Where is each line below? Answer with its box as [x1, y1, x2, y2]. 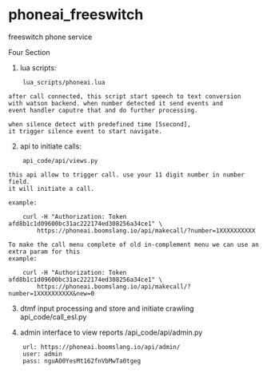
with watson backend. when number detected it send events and [8, 99, 224, 107]
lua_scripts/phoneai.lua [22, 78, 106, 86]
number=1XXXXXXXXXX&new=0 [8, 289, 94, 297]
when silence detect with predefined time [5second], [8, 120, 192, 129]
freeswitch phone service [8, 32, 93, 42]
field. [8, 177, 30, 185]
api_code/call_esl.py [19, 311, 87, 321]
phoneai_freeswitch [8, 6, 144, 24]
